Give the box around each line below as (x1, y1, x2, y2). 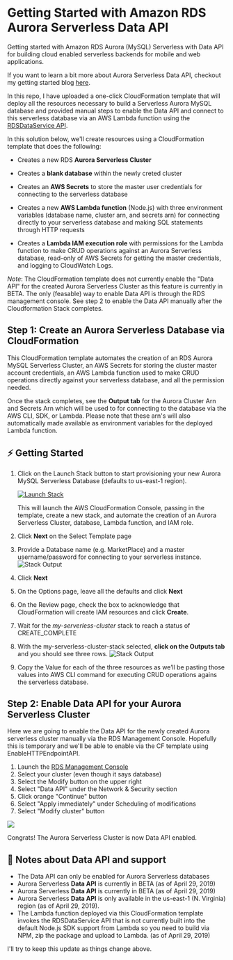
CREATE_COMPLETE (17, 628, 77, 637)
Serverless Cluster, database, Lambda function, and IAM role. (17, 518, 194, 526)
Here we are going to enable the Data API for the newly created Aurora (7, 727, 210, 735)
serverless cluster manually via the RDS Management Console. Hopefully (7, 735, 217, 743)
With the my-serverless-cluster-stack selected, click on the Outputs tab (17, 642, 225, 651)
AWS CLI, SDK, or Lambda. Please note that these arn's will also (7, 412, 191, 420)
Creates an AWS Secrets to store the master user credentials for (17, 182, 203, 190)
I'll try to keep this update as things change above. (7, 945, 152, 953)
